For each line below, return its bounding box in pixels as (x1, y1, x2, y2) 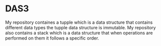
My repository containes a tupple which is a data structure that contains (5, 19, 153, 25)
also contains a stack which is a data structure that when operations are (5, 30, 153, 36)
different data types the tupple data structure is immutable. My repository (5, 24, 156, 30)
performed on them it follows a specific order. (5, 35, 99, 41)
